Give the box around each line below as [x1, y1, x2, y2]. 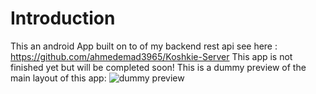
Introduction [10, 7, 116, 30]
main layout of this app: [10, 72, 107, 84]
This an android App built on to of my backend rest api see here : [10, 40, 278, 52]
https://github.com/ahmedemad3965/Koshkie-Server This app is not [10, 50, 293, 62]
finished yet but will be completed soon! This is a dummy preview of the [10, 61, 307, 73]
